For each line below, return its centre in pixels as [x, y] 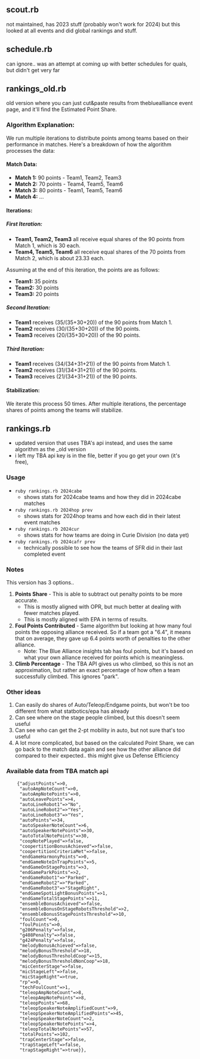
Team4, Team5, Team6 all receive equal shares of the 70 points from [100, 252]
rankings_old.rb [36, 89]
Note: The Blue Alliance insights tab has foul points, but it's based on [108, 651]
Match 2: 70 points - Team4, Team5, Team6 [69, 184]
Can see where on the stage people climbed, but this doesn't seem [97, 718]
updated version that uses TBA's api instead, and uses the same [94, 443]
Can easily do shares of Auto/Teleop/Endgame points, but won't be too [102, 705]
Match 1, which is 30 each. [47, 245]
